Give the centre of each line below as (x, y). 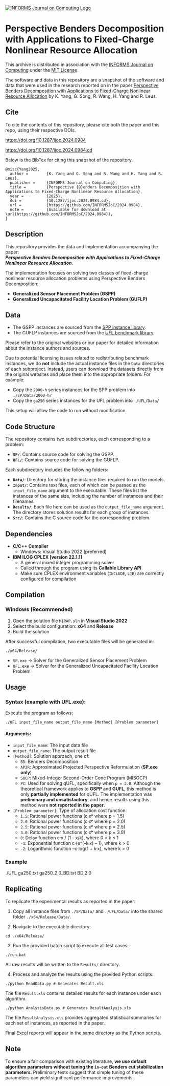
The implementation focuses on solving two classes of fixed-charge (77, 273)
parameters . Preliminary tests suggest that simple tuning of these (75, 1072)
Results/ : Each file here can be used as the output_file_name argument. (89, 507)
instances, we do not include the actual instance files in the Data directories (85, 364)
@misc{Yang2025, (22, 169)
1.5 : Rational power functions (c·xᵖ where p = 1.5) (72, 816)
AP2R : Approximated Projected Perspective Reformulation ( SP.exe (89, 767)
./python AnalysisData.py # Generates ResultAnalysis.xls (68, 1008)
